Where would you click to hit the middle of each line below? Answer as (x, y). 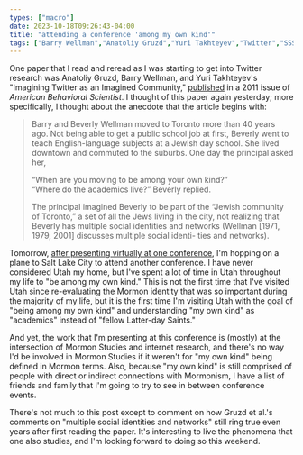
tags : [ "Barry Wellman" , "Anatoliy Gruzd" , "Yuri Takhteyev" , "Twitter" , (145, 43)
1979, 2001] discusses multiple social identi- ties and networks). (150, 236)
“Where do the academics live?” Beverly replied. (121, 189)
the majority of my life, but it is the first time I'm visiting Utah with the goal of (151, 301)
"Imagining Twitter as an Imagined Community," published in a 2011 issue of (150, 87)
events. (23, 395)
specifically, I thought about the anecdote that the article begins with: (138, 107)
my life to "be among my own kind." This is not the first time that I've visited (150, 282)
